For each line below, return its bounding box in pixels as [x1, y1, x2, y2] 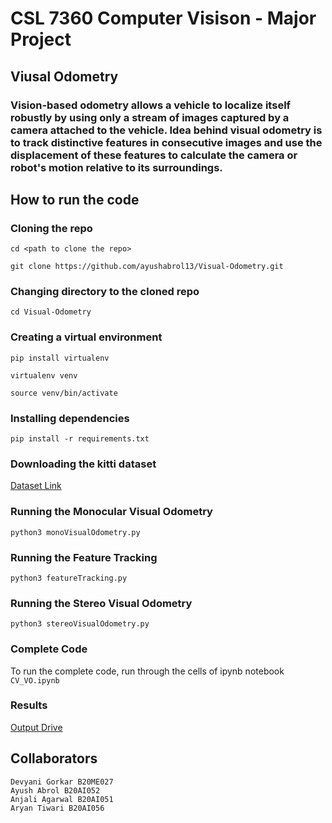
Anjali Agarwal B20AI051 [10, 794, 114, 804]
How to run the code [10, 191, 140, 208]
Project [10, 28, 72, 51]
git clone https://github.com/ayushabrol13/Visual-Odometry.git [10, 262, 284, 272]
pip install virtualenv [10, 353, 110, 363]
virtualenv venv [10, 370, 78, 381]
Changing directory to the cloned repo [10, 285, 200, 299]
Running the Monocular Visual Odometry [10, 505, 213, 519]
